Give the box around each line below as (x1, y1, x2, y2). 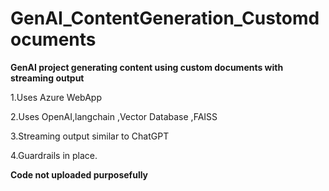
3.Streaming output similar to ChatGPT (10, 130, 170, 142)
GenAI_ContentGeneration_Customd (10, 7, 320, 30)
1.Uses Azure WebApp (10, 91, 102, 103)
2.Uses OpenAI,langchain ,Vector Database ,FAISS (10, 110, 218, 122)
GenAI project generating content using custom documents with (10, 61, 284, 73)
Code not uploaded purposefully (10, 168, 149, 181)
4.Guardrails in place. (10, 149, 98, 161)
